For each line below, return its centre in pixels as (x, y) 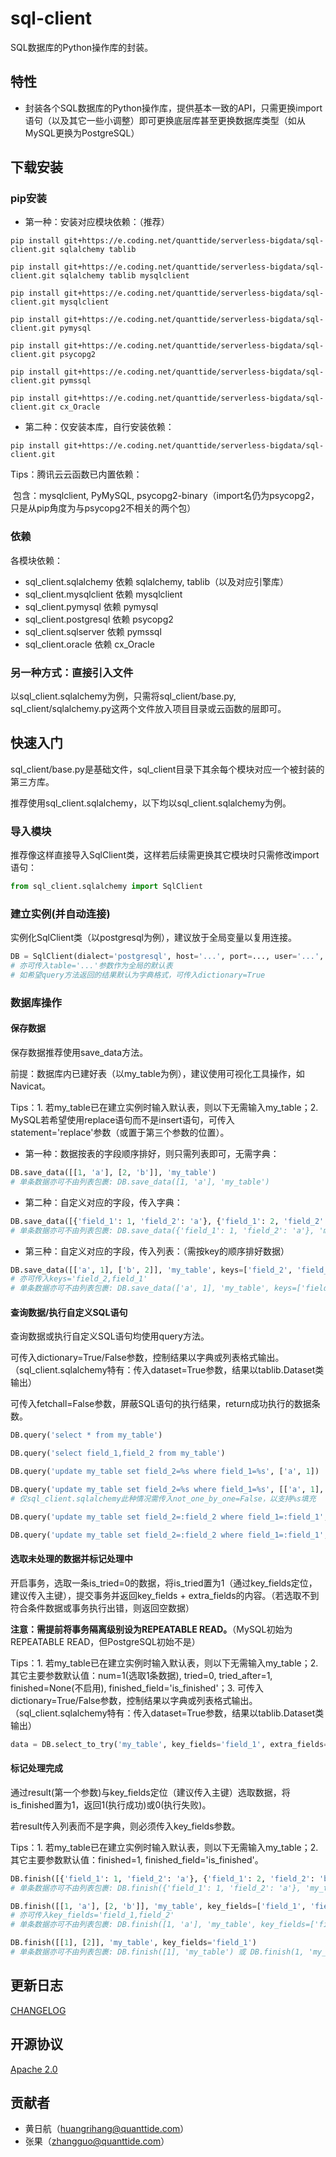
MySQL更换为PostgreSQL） (82, 133)
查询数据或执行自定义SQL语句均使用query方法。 (110, 1336)
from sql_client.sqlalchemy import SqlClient (106, 887)
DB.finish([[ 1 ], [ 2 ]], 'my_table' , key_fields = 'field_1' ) (133, 1943)
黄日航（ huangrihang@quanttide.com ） (107, 2129)
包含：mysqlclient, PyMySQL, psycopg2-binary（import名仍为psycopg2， (166, 496)
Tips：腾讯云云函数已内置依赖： (76, 474)
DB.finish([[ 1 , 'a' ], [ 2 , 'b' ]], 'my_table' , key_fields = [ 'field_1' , (158, 1906)
